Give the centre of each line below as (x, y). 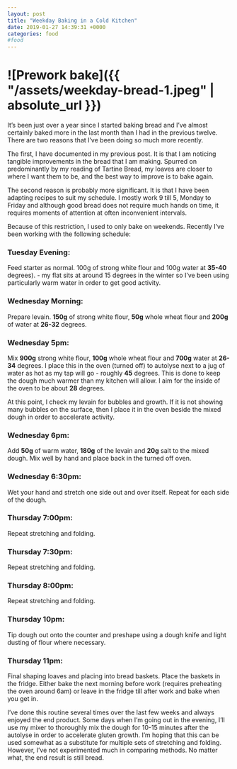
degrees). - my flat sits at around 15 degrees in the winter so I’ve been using (118, 275)
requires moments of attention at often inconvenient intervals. (97, 213)
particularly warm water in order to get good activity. (84, 283)
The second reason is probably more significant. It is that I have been (108, 190)
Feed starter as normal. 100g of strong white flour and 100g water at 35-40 (117, 268)
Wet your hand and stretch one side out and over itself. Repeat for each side (118, 492)
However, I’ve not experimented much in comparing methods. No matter (112, 750)
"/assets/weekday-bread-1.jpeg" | (111, 90)
